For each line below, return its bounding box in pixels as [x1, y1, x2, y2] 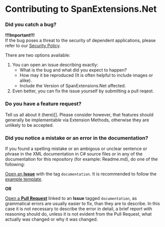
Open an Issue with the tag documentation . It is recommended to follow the [5, 171, 157, 177]
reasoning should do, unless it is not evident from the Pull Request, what [5, 211, 152, 217]
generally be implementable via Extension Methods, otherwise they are [5, 117, 149, 123]
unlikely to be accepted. [5, 122, 54, 128]
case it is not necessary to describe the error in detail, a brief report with [5, 206, 153, 212]
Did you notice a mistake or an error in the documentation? [5, 134, 149, 141]
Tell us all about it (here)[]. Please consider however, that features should [5, 112, 154, 117]
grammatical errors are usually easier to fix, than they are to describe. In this [5, 201, 160, 207]
